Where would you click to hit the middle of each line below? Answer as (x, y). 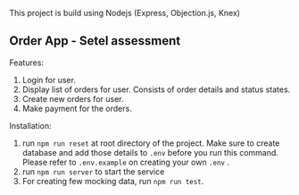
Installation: (30, 125)
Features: (27, 63)
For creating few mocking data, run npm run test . (113, 181)
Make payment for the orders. (77, 108)
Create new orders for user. (73, 98)
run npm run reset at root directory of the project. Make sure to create (151, 143)
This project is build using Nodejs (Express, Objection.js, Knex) (125, 13)
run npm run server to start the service (93, 171)
